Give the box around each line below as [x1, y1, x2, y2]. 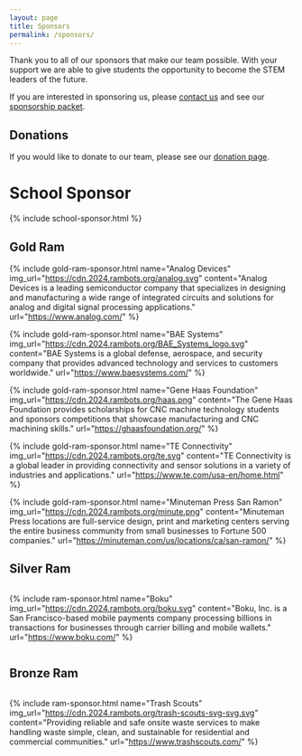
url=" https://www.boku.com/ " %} [9, 631, 133, 642]
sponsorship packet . [9, 101, 86, 112]
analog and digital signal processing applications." [9, 301, 196, 312]
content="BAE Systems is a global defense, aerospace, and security [9, 347, 263, 358]
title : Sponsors [9, 22, 70, 31]
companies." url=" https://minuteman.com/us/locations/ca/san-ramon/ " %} [9, 534, 287, 545]
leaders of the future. [9, 74, 88, 85]
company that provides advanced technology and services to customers [9, 357, 279, 368]
